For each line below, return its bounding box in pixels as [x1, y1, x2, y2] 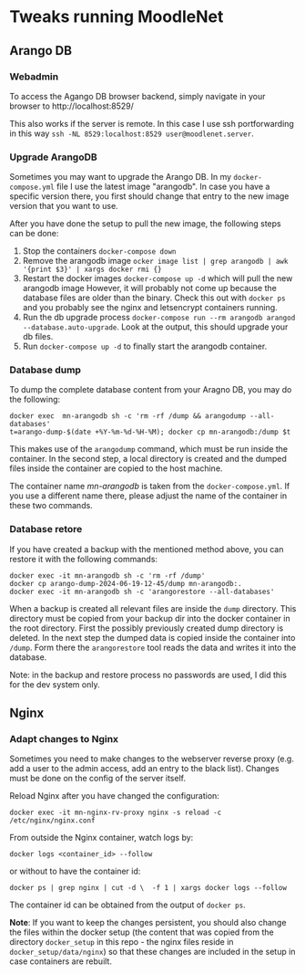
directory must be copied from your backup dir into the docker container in [9, 613, 290, 623]
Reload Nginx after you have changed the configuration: [9, 791, 220, 801]
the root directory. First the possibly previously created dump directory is [9, 623, 284, 634]
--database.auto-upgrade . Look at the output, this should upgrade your [22, 321, 289, 332]
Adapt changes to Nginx [9, 733, 119, 746]
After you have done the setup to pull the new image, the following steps [9, 218, 281, 229]
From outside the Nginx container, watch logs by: [9, 833, 194, 843]
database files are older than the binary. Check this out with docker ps [22, 292, 286, 303]
